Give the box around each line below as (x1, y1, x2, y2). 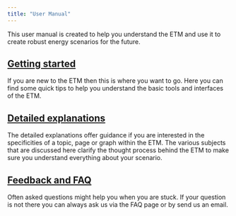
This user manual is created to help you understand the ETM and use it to (7, 30, 221, 38)
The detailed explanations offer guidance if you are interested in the (7, 131, 205, 140)
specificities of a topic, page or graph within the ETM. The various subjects (7, 139, 226, 147)
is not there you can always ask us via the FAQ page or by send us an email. (7, 200, 228, 209)
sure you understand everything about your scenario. (7, 154, 163, 162)
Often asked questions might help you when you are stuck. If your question (7, 193, 226, 202)
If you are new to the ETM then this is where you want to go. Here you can (7, 76, 224, 85)
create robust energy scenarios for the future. (7, 37, 141, 46)
